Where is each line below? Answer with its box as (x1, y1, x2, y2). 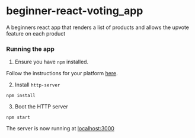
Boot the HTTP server (14, 103, 68, 110)
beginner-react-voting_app (6, 4, 143, 18)
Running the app (6, 44, 55, 53)
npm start (6, 114, 31, 121)
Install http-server (14, 81, 60, 88)
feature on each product (6, 30, 66, 37)
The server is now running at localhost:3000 (6, 125, 114, 132)
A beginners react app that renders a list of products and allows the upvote (6, 24, 190, 31)
